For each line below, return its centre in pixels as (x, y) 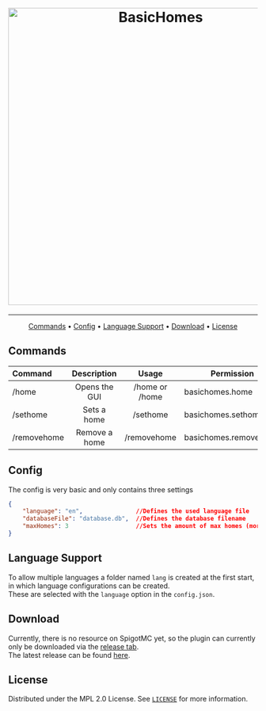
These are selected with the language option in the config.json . (112, 594)
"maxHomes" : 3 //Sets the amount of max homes (133, 526)
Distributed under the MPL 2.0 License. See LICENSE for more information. (128, 699)
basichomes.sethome (224, 415)
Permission (233, 373)
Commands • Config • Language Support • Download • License (133, 326)
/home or (150, 387)
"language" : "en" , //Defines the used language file (136, 511)
